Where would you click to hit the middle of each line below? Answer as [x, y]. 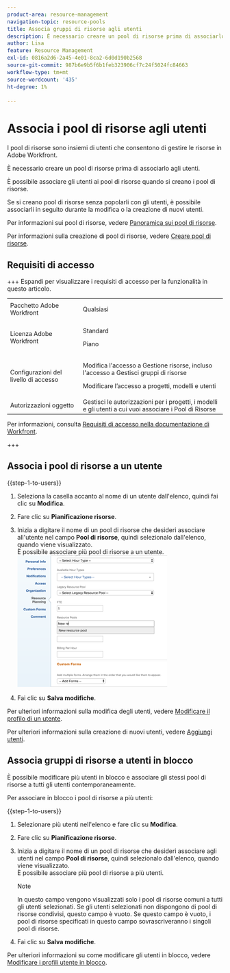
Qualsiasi [96, 309]
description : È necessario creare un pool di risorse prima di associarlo [116, 36]
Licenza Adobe [31, 334]
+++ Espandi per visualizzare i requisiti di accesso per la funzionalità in [107, 281]
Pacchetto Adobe [35, 306]
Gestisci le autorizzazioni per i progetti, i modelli [150, 402]
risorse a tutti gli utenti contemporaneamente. [72, 784]
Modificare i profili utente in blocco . [57, 962]
